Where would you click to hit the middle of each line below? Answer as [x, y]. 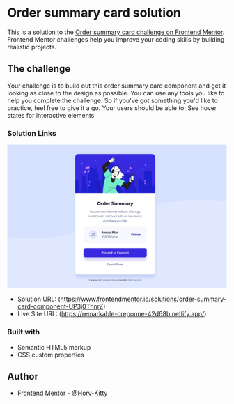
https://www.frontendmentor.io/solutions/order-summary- [143, 299]
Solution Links [32, 133]
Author [23, 376]
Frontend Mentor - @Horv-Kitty [62, 393]
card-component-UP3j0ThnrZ [60, 306]
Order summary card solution [94, 13]
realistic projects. [32, 47]
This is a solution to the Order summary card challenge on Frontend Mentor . [116, 32]
